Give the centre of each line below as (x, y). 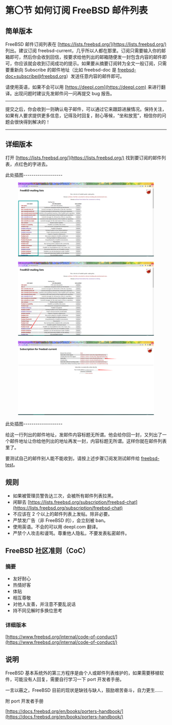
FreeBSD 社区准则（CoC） (47, 551)
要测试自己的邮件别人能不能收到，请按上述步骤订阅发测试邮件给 (72, 458)
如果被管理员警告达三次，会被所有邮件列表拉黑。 (64, 496)
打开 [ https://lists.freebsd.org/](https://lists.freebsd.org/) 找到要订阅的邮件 (83, 158)
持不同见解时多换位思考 (37, 611)
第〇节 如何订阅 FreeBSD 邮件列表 (77, 10)
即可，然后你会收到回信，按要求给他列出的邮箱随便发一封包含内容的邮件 (86, 57)
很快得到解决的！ (32, 122)
